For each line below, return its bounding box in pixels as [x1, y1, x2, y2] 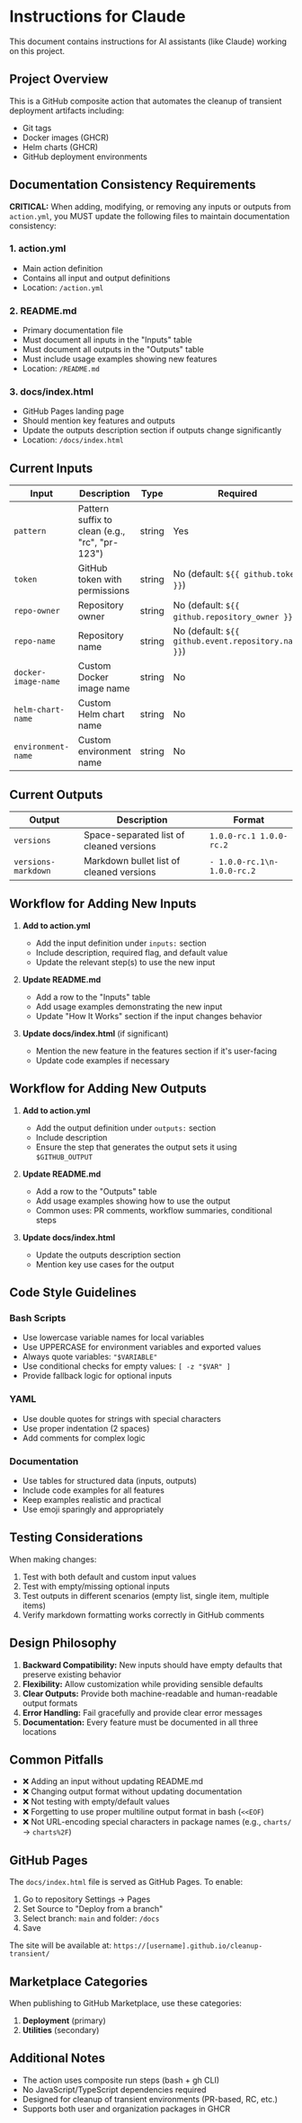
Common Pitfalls [9, 1753, 104, 1767]
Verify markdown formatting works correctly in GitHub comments [22, 1609, 265, 1620]
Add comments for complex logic [22, 1432, 146, 1443]
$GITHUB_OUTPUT [35, 1152, 93, 1161]
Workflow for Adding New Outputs [9, 1081, 207, 1097]
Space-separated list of [84, 829, 185, 841]
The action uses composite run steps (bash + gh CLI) [22, 2074, 220, 2085]
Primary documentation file [22, 325, 124, 336]
